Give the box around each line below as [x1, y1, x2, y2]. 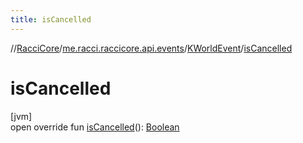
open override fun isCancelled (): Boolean [10, 121, 180, 133]
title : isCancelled [10, 14, 92, 25]
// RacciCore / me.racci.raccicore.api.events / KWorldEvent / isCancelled [10, 42, 293, 54]
